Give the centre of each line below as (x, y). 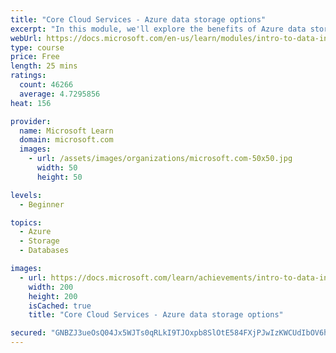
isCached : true (60, 306)
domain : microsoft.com (66, 140)
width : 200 (51, 287)
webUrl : (26, 38)
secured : (28, 333)
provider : (31, 121)
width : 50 (57, 168)
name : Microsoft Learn (66, 131)
